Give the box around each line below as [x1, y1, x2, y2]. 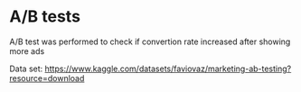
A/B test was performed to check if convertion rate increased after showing [9, 36, 291, 47]
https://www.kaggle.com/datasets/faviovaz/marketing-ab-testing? [44, 63, 292, 74]
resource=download [9, 72, 85, 83]
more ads [9, 45, 45, 56]
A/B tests [9, 6, 81, 27]
